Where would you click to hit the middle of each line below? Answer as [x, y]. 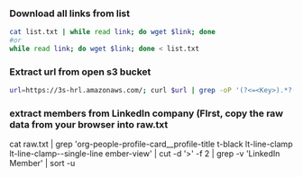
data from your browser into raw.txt [89, 125]
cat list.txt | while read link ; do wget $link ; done [113, 32]
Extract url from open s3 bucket [80, 72]
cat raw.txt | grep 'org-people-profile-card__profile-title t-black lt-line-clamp [151, 144]
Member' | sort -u [42, 164]
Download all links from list [70, 13]
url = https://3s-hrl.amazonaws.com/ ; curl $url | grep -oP [120, 91]
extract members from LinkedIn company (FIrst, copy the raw [147, 113]
